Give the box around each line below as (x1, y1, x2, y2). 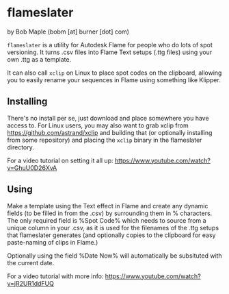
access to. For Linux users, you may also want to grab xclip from (7, 121, 189, 130)
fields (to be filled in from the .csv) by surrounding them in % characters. (7, 209, 213, 217)
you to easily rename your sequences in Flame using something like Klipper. (7, 75, 221, 84)
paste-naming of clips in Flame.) (7, 238, 98, 246)
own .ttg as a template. (7, 55, 72, 63)
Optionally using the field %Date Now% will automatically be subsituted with (7, 252, 222, 260)
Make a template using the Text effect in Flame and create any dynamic (7, 201, 208, 210)
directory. (7, 143, 34, 151)
